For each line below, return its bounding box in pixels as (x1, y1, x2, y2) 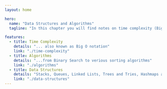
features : (4, 34, 25, 40)
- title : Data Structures (9, 67, 63, 72)
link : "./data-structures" (13, 76, 70, 81)
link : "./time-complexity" (13, 48, 70, 53)
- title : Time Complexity (9, 39, 63, 44)
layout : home (4, 7, 32, 12)
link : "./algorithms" (13, 62, 58, 67)
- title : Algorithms (9, 53, 52, 58)
